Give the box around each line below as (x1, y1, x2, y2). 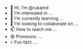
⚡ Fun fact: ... (10, 39, 38, 45)
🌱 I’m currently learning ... (10, 15, 64, 21)
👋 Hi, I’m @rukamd (10, 5, 49, 10)
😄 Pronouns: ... (10, 33, 43, 39)
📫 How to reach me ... (10, 26, 57, 32)
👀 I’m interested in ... (10, 10, 53, 16)
